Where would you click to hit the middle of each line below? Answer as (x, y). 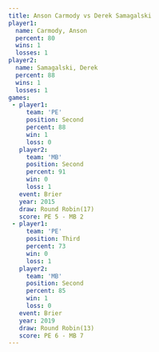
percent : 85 (46, 291)
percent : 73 (46, 246)
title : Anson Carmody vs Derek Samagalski (80, 16)
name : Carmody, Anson (52, 30)
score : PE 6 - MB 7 (51, 336)
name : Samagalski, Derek (57, 68)
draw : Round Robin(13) (56, 328)
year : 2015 (37, 202)
